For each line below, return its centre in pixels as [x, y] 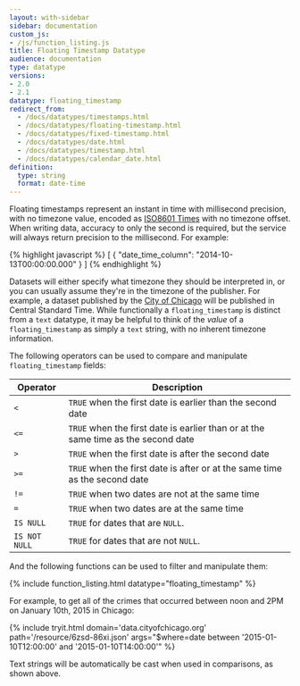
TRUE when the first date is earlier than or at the [167, 428]
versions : [28, 76]
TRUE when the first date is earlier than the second [172, 403]
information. [32, 339]
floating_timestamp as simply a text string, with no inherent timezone [137, 329]
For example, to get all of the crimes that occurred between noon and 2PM [146, 601]
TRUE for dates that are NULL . [126, 523]
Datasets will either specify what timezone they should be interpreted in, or [147, 281]
